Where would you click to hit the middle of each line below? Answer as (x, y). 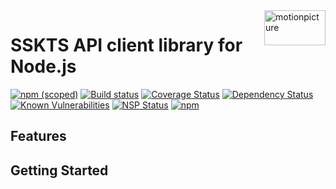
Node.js (43, 66)
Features (38, 136)
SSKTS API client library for (126, 45)
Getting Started (59, 170)
